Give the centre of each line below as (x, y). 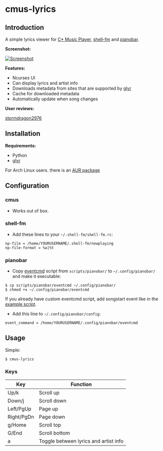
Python (20, 155)
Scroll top (50, 425)
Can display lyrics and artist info (45, 83)
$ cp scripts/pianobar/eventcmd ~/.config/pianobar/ (61, 286)
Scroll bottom (54, 433)
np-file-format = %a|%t (30, 248)
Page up (48, 409)
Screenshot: (18, 49)
